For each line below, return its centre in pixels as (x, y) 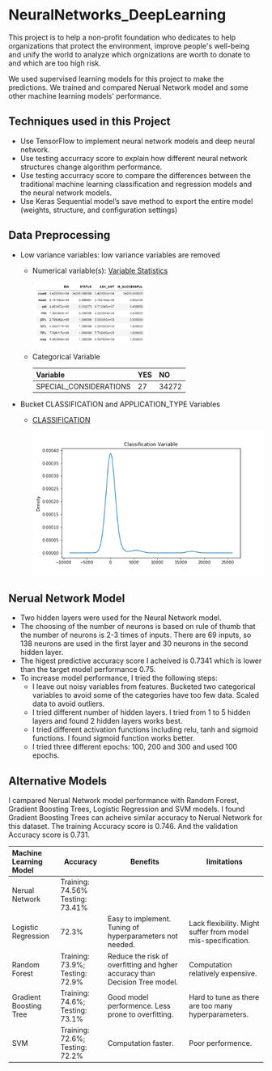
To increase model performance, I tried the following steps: (119, 678)
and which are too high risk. (55, 63)
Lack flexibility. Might (224, 923)
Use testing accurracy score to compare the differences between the (135, 175)
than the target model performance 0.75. (88, 669)
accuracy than (132, 973)
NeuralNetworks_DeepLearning (117, 15)
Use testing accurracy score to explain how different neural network (134, 158)
